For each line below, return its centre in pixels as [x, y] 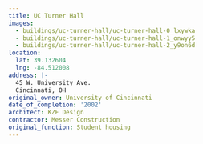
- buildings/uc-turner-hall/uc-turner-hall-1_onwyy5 [106, 38]
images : [21, 23]
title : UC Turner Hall [46, 16]
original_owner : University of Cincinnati [80, 98]
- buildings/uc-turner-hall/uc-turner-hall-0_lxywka [106, 30]
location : [25, 53]
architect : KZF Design [46, 113]
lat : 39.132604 [41, 61]
